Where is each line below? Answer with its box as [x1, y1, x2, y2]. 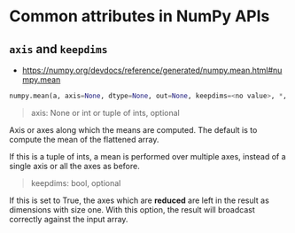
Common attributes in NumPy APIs [9, 6, 270, 27]
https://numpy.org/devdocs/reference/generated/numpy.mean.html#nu [21, 65, 283, 75]
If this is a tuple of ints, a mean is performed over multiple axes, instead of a [9, 151, 286, 161]
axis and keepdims [9, 42, 108, 57]
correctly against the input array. [9, 214, 128, 224]
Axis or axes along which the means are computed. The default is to [9, 124, 258, 135]
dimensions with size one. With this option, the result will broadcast [9, 204, 255, 214]
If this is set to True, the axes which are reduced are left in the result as [9, 195, 270, 206]
